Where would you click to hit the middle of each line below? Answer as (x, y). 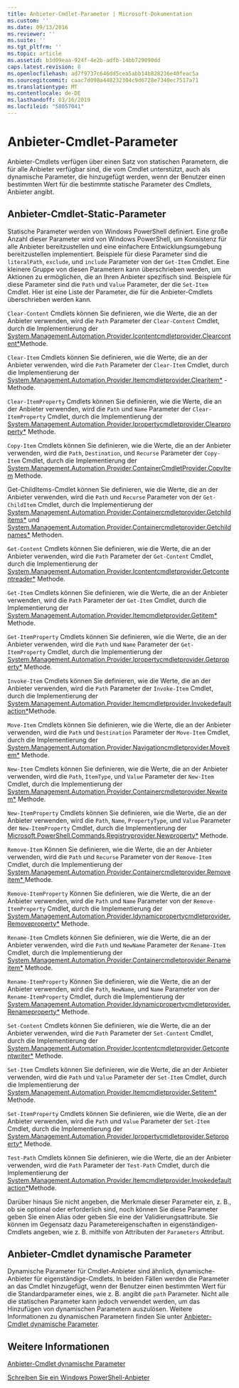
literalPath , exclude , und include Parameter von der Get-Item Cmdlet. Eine (118, 261)
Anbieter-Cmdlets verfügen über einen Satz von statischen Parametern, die (118, 162)
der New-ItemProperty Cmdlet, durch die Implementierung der (97, 828)
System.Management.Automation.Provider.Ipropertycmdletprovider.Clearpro (119, 424)
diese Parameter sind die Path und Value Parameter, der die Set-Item (108, 284)
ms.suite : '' (27, 41)
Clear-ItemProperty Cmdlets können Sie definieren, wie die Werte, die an (115, 401)
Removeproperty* (34, 923)
